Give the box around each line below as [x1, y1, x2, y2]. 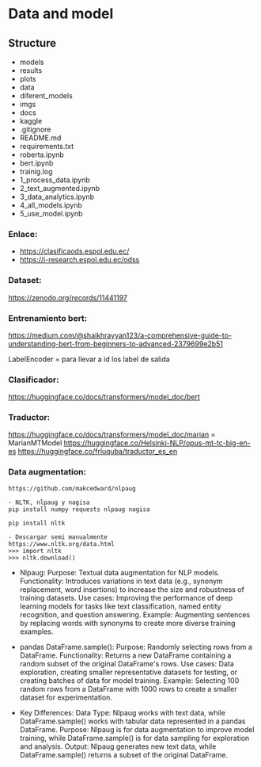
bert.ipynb [19, 158, 54, 167]
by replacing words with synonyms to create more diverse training [19, 618, 236, 628]
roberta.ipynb [19, 150, 65, 159]
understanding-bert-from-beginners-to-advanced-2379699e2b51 [8, 338, 224, 349]
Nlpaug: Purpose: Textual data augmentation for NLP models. [19, 567, 220, 577]
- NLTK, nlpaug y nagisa [8, 498, 90, 506]
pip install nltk [8, 519, 66, 527]
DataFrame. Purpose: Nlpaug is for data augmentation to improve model [19, 724, 255, 734]
